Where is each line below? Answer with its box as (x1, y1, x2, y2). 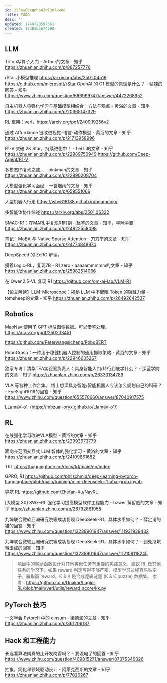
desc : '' (5, 17, 23, 22)
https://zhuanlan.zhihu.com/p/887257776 (5, 64, 91, 70)
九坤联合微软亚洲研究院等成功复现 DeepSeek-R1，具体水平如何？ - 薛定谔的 (5, 516, 161, 522)
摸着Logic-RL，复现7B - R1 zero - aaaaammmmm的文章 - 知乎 (5, 262, 133, 268)
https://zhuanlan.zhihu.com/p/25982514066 (5, 268, 96, 274)
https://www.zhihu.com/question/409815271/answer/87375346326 (5, 656, 144, 662)
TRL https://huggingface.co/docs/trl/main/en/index (5, 463, 110, 469)
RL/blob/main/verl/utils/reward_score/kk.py (17, 585, 107, 591)
